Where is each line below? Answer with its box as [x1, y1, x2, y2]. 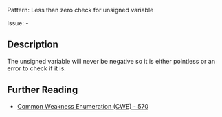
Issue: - [7, 19, 29, 27]
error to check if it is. [7, 64, 67, 73]
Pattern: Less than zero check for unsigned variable [7, 6, 154, 14]
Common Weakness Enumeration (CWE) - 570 [16, 102, 149, 110]
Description [7, 39, 58, 51]
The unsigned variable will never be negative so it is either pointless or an [7, 57, 215, 65]
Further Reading [7, 84, 78, 96]
